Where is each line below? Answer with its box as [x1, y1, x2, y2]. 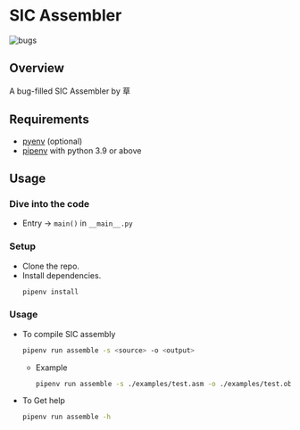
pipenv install [21, 287, 79, 296]
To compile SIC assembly [21, 328, 116, 339]
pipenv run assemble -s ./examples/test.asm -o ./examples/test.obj [35, 379, 296, 388]
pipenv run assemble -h [21, 412, 112, 422]
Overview [9, 61, 65, 76]
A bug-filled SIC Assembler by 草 [9, 86, 131, 96]
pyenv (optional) [21, 136, 83, 146]
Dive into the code [9, 197, 90, 210]
